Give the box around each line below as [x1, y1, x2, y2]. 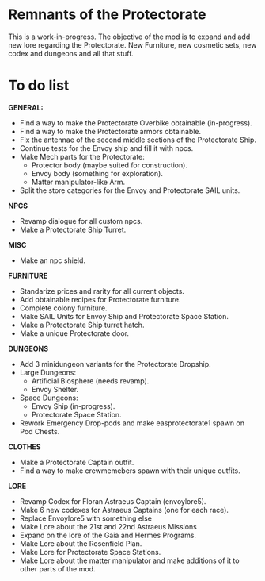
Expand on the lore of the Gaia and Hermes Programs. [19, 530, 196, 540]
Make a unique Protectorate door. [19, 328, 129, 338]
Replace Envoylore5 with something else [19, 514, 153, 523]
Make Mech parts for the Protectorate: [19, 152, 145, 161]
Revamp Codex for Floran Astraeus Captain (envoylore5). [19, 496, 206, 506]
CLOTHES [8, 442, 41, 452]
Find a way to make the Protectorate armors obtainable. [19, 126, 202, 136]
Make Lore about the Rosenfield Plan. [19, 538, 142, 548]
